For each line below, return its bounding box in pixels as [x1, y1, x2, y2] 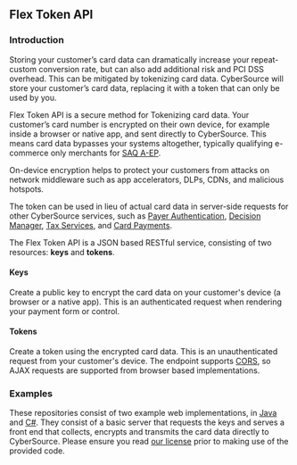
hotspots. [9, 183, 45, 195]
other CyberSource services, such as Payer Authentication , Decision [9, 210, 261, 221]
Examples [9, 387, 54, 400]
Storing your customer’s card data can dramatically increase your [9, 54, 250, 65]
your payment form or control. [9, 305, 120, 316]
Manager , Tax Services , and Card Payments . [9, 220, 172, 230]
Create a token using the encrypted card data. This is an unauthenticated [9, 346, 278, 357]
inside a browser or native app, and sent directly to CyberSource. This [9, 129, 268, 139]
